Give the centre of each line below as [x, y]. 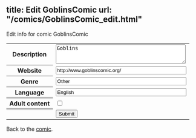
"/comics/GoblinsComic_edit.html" [74, 20]
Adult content [30, 103]
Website [30, 71]
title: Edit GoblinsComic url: [59, 10]
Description [30, 54]
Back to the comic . [30, 129]
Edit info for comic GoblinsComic [47, 34]
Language [29, 93]
